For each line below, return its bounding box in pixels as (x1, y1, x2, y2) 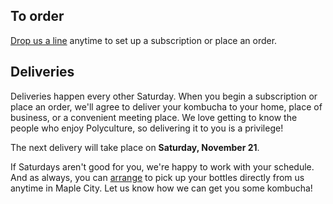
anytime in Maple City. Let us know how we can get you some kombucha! (10, 182, 313, 194)
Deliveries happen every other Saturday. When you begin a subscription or (10, 90, 318, 102)
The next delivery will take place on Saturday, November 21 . (10, 141, 260, 153)
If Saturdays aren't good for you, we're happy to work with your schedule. (10, 160, 315, 173)
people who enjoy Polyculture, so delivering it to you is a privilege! (10, 122, 284, 134)
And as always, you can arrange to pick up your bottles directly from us (10, 171, 305, 183)
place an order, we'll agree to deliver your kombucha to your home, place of (10, 100, 323, 113)
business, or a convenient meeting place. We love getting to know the (10, 111, 298, 123)
